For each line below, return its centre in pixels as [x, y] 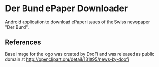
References [23, 42]
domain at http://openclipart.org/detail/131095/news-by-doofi [67, 59]
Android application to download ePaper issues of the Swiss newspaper [78, 22]
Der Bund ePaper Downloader [67, 8]
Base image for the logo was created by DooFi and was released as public [80, 54]
